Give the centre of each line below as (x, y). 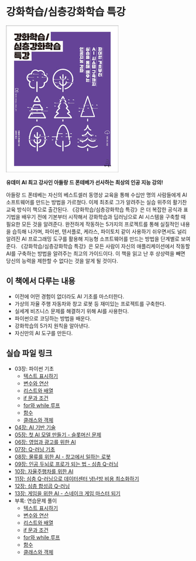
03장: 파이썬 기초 (34, 369)
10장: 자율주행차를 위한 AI (44, 471)
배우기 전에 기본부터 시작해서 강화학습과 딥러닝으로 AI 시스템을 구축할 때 (104, 217)
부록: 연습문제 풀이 (36, 501)
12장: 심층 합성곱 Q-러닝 (42, 486)
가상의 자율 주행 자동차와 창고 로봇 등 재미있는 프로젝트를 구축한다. (90, 303)
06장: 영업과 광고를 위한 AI (45, 442)
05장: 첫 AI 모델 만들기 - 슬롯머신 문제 (58, 434)
